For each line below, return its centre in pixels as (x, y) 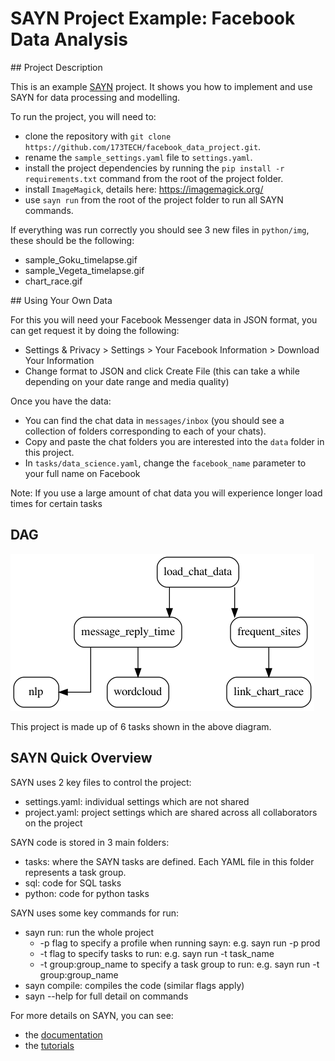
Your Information (59, 360)
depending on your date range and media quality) (127, 381)
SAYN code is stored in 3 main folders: (90, 842)
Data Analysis (69, 39)
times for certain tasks (56, 503)
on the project (53, 823)
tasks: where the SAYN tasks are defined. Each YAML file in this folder (169, 861)
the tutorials (49, 1045)
